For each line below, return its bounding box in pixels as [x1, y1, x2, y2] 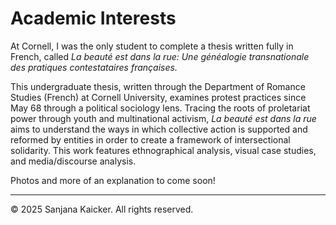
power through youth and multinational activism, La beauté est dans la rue [10, 112, 317, 124]
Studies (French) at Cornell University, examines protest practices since [10, 91, 307, 103]
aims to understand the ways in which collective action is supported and [10, 123, 308, 135]
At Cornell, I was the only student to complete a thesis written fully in [10, 40, 294, 52]
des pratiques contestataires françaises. [10, 61, 178, 73]
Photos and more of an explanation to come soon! [10, 174, 216, 186]
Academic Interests [10, 7, 177, 30]
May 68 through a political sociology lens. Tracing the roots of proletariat [10, 102, 311, 114]
